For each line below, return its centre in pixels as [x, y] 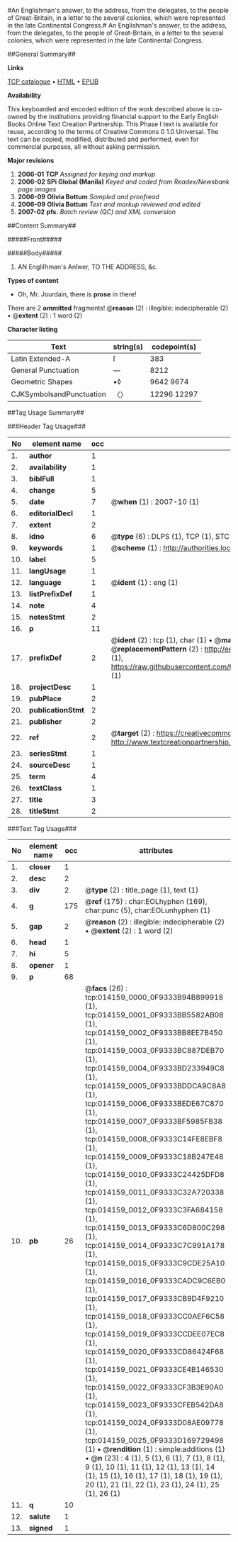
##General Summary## [41, 54]
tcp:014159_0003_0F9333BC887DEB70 [154, 1050]
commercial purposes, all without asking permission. [84, 147]
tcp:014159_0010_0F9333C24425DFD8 [154, 1174]
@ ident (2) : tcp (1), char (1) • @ [166, 640]
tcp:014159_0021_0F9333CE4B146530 [154, 1369]
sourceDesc [50, 765]
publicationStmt [57, 710]
